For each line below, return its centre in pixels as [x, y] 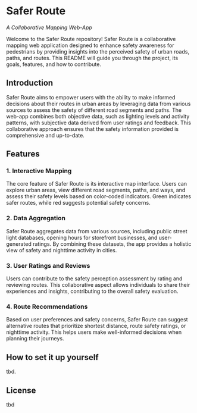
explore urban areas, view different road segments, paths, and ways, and [96, 190]
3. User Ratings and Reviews [48, 265]
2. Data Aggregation [36, 218]
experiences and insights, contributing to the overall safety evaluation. [92, 291]
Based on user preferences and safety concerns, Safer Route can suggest [97, 320]
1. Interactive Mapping [39, 171]
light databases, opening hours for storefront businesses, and [82, 237]
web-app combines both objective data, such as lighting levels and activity [98, 116]
